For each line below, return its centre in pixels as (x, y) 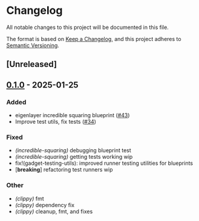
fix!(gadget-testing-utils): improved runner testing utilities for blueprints (104, 163)
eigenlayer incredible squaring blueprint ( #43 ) (72, 115)
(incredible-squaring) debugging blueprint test (73, 150)
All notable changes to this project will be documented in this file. (88, 27)
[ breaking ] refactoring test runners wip (64, 170)
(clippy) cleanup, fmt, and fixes (54, 211)
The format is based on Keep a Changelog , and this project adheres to (94, 39)
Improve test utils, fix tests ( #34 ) (56, 122)
